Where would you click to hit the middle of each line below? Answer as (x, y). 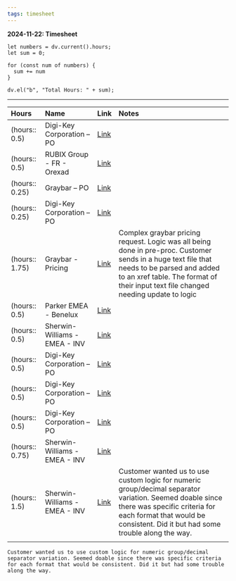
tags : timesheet (31, 14)
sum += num (29, 71)
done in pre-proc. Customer (165, 250)
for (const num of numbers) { (52, 65)
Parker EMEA (66, 306)
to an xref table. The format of (168, 277)
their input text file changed (164, 285)
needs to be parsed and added (169, 268)
